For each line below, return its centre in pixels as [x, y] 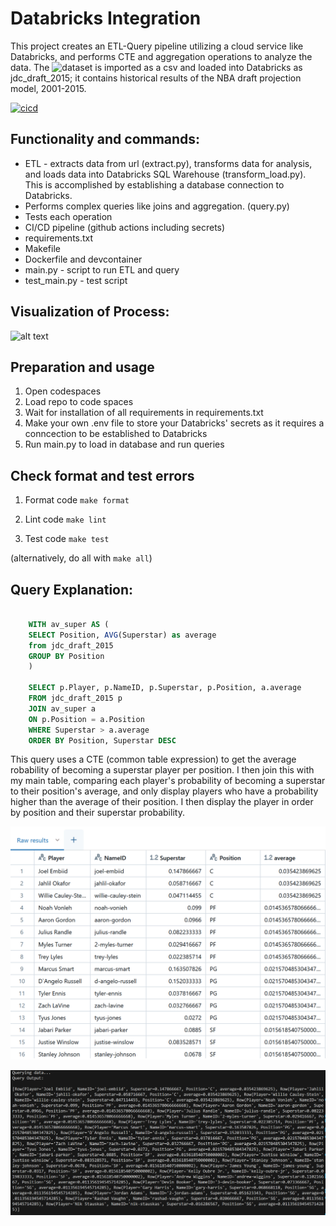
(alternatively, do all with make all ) [81, 558]
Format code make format [77, 500]
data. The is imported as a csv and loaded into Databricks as [156, 67]
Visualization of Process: [90, 312]
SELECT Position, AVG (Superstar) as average [122, 635]
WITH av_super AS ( [69, 624]
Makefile [42, 248]
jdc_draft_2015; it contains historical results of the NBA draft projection [156, 78]
